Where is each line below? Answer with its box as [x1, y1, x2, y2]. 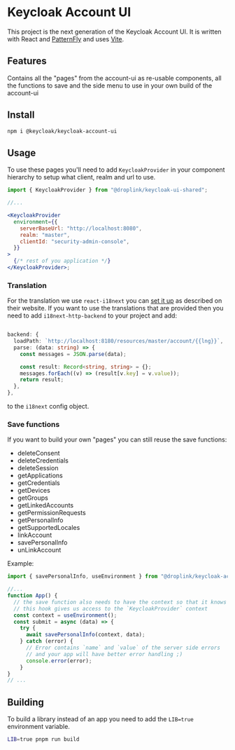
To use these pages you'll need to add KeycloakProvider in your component [7, 165, 225, 174]
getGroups [17, 493, 49, 502]
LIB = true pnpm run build [7, 736, 80, 743]
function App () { [7, 592, 58, 599]
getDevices [17, 486, 50, 495]
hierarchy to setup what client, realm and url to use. [7, 173, 156, 182]
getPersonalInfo [17, 516, 64, 524]
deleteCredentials [17, 456, 69, 465]
